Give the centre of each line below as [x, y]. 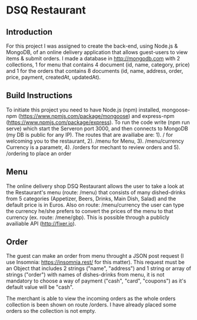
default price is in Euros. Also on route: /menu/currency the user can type [95, 205]
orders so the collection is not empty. [51, 311]
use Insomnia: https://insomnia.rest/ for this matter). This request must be [96, 262]
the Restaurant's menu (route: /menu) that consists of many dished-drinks [96, 192]
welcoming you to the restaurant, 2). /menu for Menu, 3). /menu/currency [95, 141]
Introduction [29, 32]
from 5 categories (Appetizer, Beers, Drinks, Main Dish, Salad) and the [91, 198]
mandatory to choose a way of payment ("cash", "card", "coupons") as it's [96, 281]
